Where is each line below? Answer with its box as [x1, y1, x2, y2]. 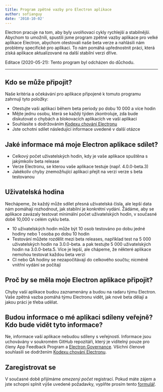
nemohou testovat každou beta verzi [12, 251, 86, 257]
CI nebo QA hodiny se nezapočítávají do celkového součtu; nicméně [12, 256, 148, 262]
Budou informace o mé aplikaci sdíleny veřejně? [5, 313, 153, 322]
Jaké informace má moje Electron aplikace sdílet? [5, 140, 158, 149]
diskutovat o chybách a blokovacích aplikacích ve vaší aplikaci [12, 116, 137, 122]
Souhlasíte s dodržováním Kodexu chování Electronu [12, 121, 117, 127]
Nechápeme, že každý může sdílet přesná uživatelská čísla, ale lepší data [5, 201, 152, 206]
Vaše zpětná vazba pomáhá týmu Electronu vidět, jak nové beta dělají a [5, 294, 148, 300]
